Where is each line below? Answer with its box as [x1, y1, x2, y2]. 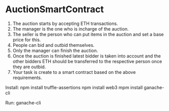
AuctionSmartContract [5, 4, 104, 15]
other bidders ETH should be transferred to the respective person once [12, 58, 162, 64]
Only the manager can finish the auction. [12, 47, 98, 53]
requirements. [12, 74, 42, 80]
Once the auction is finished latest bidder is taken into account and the [12, 52, 161, 59]
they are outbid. [12, 64, 46, 70]
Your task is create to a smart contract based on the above [12, 69, 136, 75]
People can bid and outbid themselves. [12, 42, 95, 48]
